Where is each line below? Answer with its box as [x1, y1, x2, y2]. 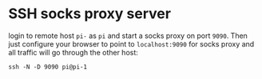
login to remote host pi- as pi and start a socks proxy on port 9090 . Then [8, 31, 248, 40]
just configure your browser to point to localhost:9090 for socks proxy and [8, 39, 255, 48]
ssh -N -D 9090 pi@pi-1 [8, 62, 88, 71]
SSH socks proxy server [8, 5, 172, 23]
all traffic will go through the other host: [8, 47, 138, 57]
